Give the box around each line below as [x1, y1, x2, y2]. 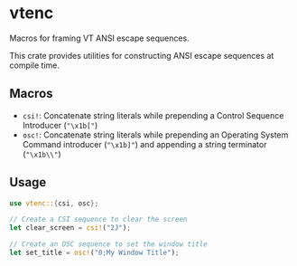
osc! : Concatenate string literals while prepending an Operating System [22, 129, 289, 140]
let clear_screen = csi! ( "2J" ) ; [9, 223, 131, 233]
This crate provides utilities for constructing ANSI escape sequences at [9, 50, 274, 61]
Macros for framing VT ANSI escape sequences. [9, 33, 190, 43]
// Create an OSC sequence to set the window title [9, 240, 208, 249]
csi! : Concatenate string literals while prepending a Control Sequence [22, 109, 284, 120]
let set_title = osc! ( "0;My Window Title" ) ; [9, 248, 180, 258]
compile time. [9, 60, 60, 71]
